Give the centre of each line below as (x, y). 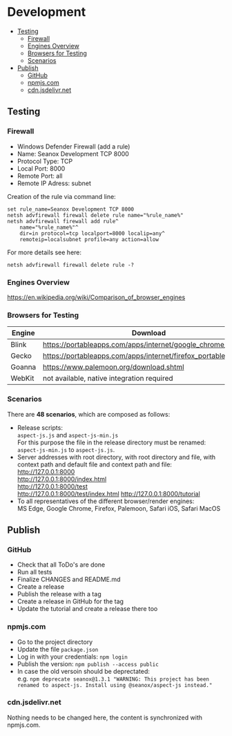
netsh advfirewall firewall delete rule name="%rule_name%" (96, 215)
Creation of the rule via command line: (61, 196)
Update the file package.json (58, 649)
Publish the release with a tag (59, 594)
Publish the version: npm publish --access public (88, 663)
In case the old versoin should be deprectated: (84, 671)
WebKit (22, 379)
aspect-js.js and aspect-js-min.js (68, 435)
